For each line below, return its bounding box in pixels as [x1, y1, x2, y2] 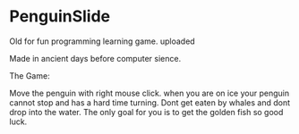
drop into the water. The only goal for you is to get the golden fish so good [9, 106, 284, 117]
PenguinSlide [9, 6, 111, 27]
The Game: [9, 70, 51, 81]
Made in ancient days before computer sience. [9, 53, 182, 63]
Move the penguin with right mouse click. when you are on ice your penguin [9, 88, 289, 98]
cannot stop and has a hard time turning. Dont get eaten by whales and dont [9, 96, 291, 108]
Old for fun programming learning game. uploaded [9, 36, 195, 46]
